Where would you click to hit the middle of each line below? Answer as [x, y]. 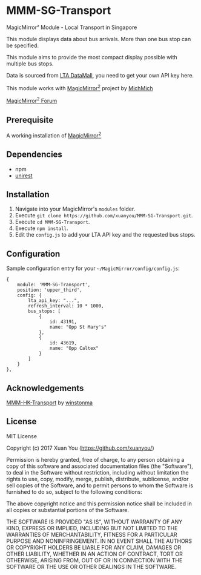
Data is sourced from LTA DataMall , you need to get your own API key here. [100, 75]
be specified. [23, 45]
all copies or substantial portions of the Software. [68, 510]
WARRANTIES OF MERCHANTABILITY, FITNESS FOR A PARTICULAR [92, 534]
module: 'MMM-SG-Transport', [54, 285]
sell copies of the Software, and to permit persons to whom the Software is [100, 485]
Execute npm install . [41, 228]
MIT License [22, 436]
